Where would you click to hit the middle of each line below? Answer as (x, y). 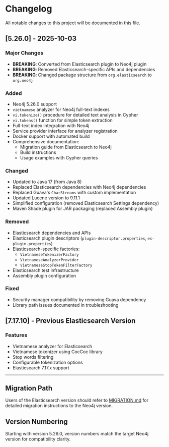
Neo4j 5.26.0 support (34, 104)
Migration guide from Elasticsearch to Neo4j (66, 147)
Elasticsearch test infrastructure (46, 270)
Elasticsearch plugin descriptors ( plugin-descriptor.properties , (79, 238)
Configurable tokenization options (48, 362)
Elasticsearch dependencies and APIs (52, 233)
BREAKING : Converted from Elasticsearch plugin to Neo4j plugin (79, 64)
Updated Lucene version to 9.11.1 (46, 198)
